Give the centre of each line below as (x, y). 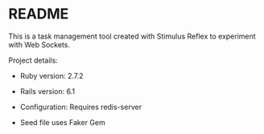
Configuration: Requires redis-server (81, 107)
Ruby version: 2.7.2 (52, 75)
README (39, 14)
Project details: (33, 60)
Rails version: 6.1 (47, 91)
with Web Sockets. (39, 44)
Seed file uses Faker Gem (63, 122)
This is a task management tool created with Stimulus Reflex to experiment (132, 36)
